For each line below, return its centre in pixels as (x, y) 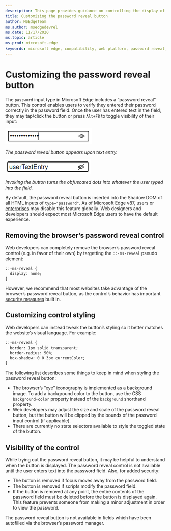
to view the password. (36, 508)
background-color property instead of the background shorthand (79, 399)
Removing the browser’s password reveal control (85, 235)
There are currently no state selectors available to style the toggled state (89, 426)
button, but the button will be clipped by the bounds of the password (84, 415)
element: (15, 259)
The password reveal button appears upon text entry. (62, 152)
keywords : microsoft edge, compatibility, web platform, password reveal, (86, 49)
